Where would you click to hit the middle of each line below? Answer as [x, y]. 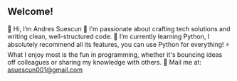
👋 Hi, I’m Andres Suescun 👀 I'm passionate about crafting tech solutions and [119, 28]
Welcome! [30, 12]
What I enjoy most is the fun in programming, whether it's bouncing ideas [115, 54]
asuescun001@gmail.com [45, 70]
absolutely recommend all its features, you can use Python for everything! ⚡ [118, 44]
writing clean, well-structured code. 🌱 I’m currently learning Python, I [109, 36]
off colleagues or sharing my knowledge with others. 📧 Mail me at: [104, 62]
